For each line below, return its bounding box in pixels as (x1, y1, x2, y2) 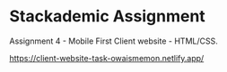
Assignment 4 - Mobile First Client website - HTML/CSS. (9, 36, 218, 46)
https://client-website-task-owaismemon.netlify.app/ (9, 52, 205, 63)
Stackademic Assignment (9, 6, 206, 27)
